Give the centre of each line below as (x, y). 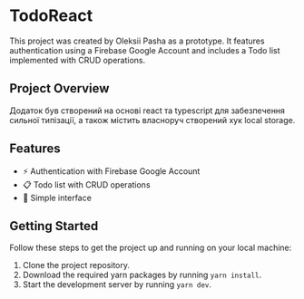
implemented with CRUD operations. (78, 60)
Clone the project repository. (76, 265)
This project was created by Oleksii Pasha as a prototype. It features (137, 41)
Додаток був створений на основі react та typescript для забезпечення (147, 111)
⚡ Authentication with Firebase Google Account (111, 171)
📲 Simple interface (57, 198)
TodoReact (51, 16)
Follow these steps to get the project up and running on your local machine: (151, 248)
